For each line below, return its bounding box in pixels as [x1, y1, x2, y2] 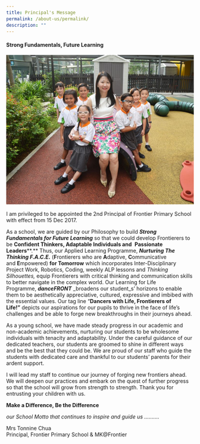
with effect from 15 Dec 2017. [6, 216, 77, 223]
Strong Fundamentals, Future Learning [6, 41, 104, 48]
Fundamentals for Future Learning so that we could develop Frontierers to [6, 234, 190, 241]
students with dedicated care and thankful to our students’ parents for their [6, 353, 190, 360]
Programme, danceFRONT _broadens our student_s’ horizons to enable [6, 285, 183, 292]
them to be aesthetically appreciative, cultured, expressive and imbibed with [6, 291, 193, 298]
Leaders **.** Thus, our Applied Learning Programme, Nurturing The [6, 247, 176, 254]
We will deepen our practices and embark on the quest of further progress [6, 377, 189, 385]
